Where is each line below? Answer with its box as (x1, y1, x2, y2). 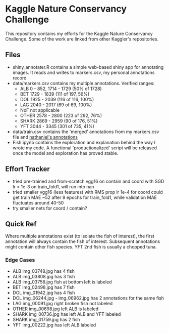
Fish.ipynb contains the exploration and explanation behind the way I (12, 139, 155, 145)
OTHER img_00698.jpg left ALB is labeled (12, 306, 99, 312)
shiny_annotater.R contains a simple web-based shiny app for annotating (12, 64, 164, 70)
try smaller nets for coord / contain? (12, 205, 87, 211)
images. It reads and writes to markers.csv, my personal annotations (12, 69, 155, 75)
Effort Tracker (5, 165, 50, 174)
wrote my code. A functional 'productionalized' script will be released (12, 145, 157, 151)
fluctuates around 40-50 (12, 199, 64, 205)
